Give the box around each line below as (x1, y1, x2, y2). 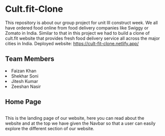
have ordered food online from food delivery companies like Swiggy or (5, 25, 149, 30)
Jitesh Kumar (11, 78, 39, 84)
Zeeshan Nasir (11, 83, 41, 89)
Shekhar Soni (11, 73, 39, 79)
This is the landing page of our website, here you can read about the (5, 115, 145, 121)
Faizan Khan (11, 68, 37, 74)
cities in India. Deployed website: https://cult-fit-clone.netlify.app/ (5, 40, 139, 46)
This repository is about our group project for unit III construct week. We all (5, 20, 158, 26)
